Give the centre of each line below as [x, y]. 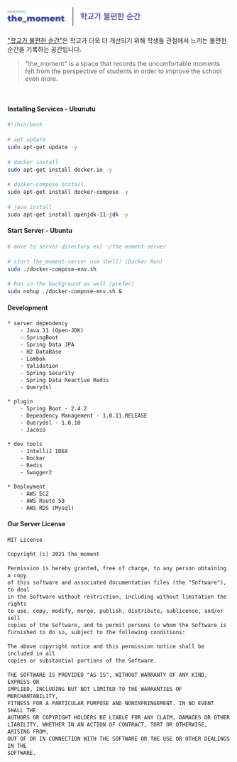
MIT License [25, 540]
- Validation [39, 366]
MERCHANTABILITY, [33, 696]
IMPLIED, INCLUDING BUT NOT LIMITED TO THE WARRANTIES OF [95, 689]
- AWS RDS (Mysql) [47, 508]
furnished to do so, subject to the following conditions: [97, 632]
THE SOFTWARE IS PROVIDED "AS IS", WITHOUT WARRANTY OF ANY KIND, [108, 675]
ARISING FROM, [28, 731]
